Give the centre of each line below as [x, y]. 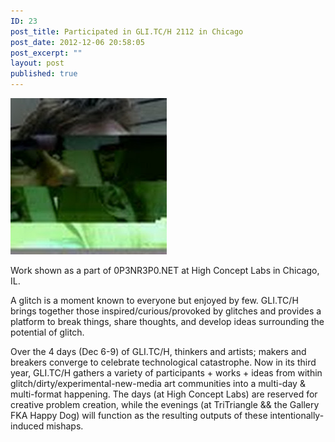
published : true [44, 74]
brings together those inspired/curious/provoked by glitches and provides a [166, 311]
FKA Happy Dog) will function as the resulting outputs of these [139, 415]
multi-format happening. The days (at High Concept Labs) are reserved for [164, 394]
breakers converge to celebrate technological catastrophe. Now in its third [163, 362]
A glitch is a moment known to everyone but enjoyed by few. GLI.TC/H [154, 300]
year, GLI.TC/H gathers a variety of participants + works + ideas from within [166, 373]
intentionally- [297, 415]
